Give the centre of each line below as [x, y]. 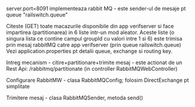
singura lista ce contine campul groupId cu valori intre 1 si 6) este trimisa [94, 39]
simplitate [18, 86]
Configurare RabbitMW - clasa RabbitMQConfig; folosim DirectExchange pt [97, 80]
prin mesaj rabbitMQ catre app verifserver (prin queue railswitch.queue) [94, 45]
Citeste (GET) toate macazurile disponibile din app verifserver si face [90, 26]
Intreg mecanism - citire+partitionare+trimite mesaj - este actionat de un [94, 62]
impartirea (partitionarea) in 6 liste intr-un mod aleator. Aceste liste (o [90, 32]
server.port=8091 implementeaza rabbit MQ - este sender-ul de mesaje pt [96, 9]
